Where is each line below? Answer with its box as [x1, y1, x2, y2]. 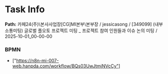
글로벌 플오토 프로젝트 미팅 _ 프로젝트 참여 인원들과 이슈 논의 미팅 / [24, 27, 157, 34]
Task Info [5, 4, 45, 15]
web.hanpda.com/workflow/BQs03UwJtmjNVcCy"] [12, 63, 121, 69]
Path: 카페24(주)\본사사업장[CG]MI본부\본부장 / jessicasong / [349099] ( [5, 21, 155, 27]
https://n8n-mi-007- [16, 58, 59, 64]
